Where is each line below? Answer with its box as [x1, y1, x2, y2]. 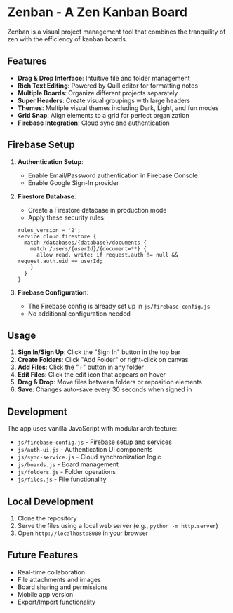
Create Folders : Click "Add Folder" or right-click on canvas [17, 356, 189, 364]
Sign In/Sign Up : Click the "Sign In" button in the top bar [17, 348, 181, 356]
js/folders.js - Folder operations [17, 468, 116, 476]
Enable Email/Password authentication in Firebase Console [27, 171, 199, 180]
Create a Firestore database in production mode [27, 206, 167, 214]
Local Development [7, 495, 94, 507]
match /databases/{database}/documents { [24, 239, 147, 246]
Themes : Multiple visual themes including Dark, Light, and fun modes [17, 103, 219, 112]
